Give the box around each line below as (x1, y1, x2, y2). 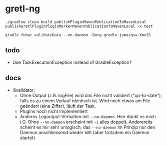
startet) (19, 135, 35, 141)
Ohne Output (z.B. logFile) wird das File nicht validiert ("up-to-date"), (19, 92, 162, 98)
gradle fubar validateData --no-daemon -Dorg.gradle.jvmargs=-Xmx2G (5, 32, 151, 37)
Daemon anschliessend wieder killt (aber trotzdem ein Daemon (19, 129, 150, 135)
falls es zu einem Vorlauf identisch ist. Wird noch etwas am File (19, 98, 150, 104)
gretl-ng (5, 3, 40, 14)
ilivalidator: (12, 87, 35, 93)
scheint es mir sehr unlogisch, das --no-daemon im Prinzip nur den (19, 124, 155, 130)
